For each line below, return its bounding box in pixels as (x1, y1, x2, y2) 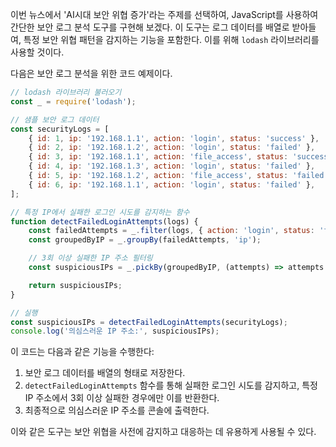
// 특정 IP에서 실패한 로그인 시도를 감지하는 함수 (10, 207, 190, 217)
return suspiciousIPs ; (28, 280, 123, 290)
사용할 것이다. (10, 46, 65, 58)
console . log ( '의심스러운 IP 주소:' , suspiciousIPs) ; (10, 326, 220, 337)
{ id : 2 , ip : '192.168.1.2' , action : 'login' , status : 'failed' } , (28, 143, 316, 153)
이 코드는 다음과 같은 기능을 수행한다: (10, 346, 155, 358)
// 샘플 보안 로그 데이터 (10, 114, 100, 125)
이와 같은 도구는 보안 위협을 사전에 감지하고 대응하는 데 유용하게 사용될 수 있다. (10, 426, 317, 438)
